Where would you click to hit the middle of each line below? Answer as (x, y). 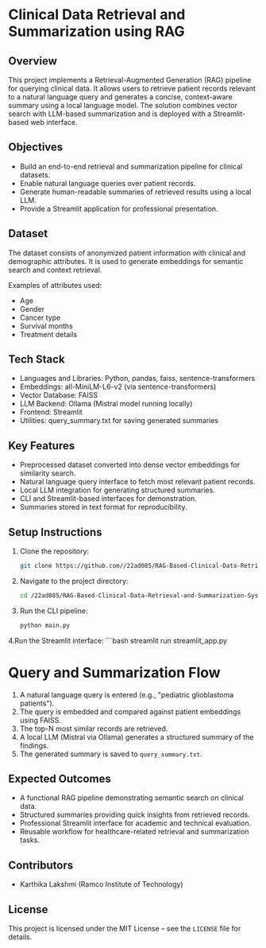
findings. (34, 745)
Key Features (42, 446)
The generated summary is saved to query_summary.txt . (111, 754)
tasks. (29, 840)
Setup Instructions (55, 532)
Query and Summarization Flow (114, 672)
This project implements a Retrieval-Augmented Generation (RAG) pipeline (130, 80)
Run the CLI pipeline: (54, 611)
